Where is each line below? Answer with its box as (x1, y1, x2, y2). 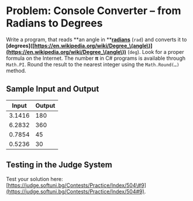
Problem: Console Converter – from (6, 4, 181, 18)
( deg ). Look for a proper (127, 48, 184, 55)
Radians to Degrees (6, 16, 103, 30)
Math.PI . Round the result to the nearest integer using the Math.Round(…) (6, 60, 180, 68)
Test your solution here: (6, 175, 63, 182)
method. (6, 67, 26, 74)
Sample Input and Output (6, 84, 99, 94)
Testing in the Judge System (6, 160, 113, 170)
